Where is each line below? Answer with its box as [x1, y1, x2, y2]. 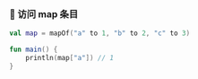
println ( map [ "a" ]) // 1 [25, 54, 115, 63]
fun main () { [9, 45, 58, 55]
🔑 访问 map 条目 [9, 7, 79, 20]
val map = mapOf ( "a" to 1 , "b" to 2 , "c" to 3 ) [9, 29, 191, 38]
